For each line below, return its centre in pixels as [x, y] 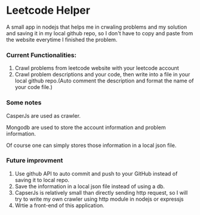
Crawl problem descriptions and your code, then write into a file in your [102, 75]
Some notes [24, 103]
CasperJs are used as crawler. [44, 116]
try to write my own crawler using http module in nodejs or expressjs [99, 199]
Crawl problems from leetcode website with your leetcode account [97, 68]
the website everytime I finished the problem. [62, 39]
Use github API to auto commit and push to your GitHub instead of [96, 173]
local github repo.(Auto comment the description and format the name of [104, 81]
